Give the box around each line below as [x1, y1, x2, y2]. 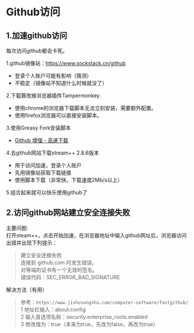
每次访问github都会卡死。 [6, 48, 68, 54]
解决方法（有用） [6, 286, 47, 293]
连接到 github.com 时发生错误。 [20, 259, 98, 266]
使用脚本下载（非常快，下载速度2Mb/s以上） [14, 177, 123, 183]
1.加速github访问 [6, 31, 67, 41]
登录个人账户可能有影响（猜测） [14, 72, 92, 79]
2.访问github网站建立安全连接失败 [6, 208, 131, 218]
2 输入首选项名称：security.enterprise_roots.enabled [20, 313, 148, 320]
